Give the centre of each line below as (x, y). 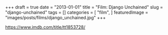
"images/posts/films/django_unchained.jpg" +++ (56, 17)
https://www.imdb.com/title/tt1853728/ (45, 27)
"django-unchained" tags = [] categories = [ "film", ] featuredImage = (77, 12)
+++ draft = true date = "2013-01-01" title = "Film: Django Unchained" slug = (84, 7)
